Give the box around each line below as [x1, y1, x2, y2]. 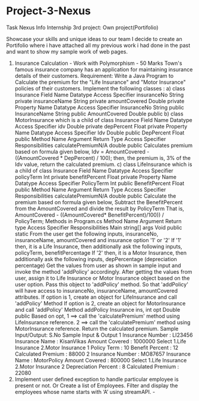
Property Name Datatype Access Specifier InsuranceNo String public [14, 104, 184, 111]
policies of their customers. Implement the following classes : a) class [14, 84, 185, 92]
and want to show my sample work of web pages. [6, 48, 128, 55]
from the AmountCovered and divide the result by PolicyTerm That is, [14, 205, 184, 212]
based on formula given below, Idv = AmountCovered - [14, 148, 150, 155]
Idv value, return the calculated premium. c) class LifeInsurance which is [14, 161, 192, 168]
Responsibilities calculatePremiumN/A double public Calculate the [14, 192, 176, 199]
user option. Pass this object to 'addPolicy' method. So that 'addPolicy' [14, 281, 189, 288]
